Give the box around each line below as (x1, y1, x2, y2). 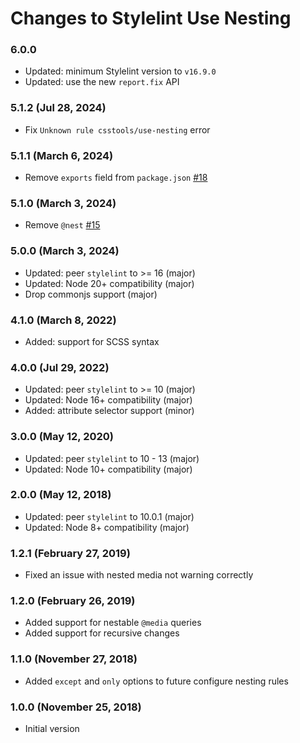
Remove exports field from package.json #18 (24, 172, 208, 184)
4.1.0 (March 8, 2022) (10, 313, 117, 327)
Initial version (24, 723, 80, 735)
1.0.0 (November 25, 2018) (10, 700, 142, 714)
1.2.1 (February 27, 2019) (10, 546, 131, 560)
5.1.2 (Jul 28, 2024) (10, 101, 107, 115)
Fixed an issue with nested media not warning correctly (24, 569, 254, 581)
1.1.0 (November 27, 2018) (10, 652, 138, 666)
